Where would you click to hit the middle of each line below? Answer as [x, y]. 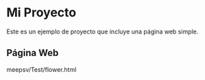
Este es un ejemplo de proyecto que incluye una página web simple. [102, 31]
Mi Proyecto [41, 13]
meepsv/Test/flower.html [41, 69]
